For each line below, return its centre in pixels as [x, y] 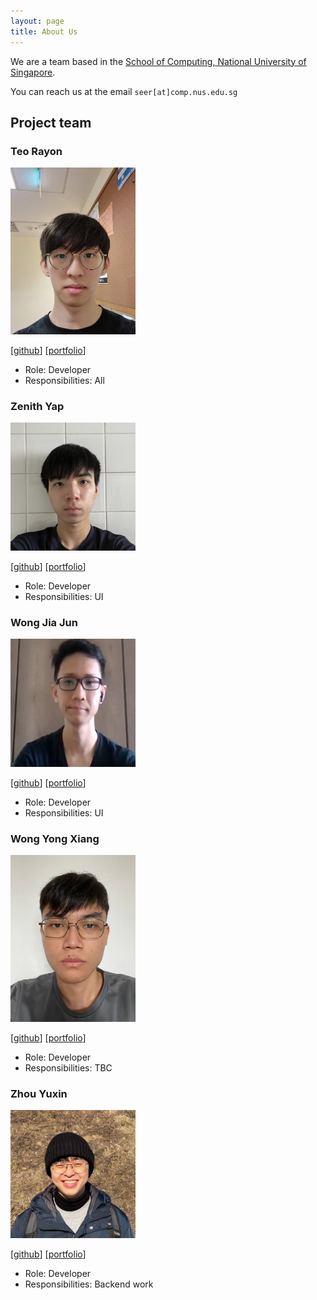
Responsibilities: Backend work [89, 1284]
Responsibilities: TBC [68, 1068]
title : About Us [44, 31]
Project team [51, 122]
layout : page [37, 21]
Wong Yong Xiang [55, 838]
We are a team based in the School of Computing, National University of [158, 61]
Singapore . [33, 72]
